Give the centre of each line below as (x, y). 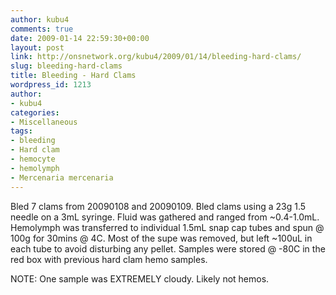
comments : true (42, 29)
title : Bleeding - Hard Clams (73, 76)
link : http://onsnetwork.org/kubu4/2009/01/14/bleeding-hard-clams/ (156, 57)
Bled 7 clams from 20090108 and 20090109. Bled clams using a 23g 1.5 (158, 206)
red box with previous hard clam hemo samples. (109, 259)
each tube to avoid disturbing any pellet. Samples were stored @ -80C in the (168, 248)
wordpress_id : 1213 (51, 85)
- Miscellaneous (44, 122)
